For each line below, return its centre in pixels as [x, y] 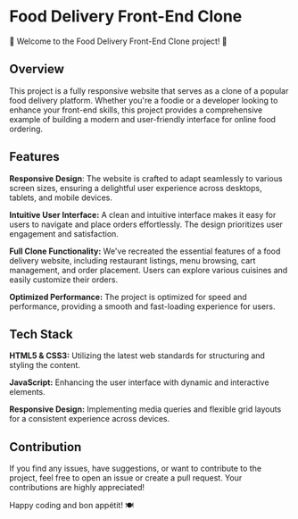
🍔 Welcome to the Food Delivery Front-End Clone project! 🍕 [118, 41]
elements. [28, 392]
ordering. [26, 129]
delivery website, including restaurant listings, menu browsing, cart [132, 260]
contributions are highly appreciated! [77, 488]
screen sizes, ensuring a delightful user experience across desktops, [136, 188]
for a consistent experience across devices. [90, 419]
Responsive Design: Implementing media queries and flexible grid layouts [145, 409]
